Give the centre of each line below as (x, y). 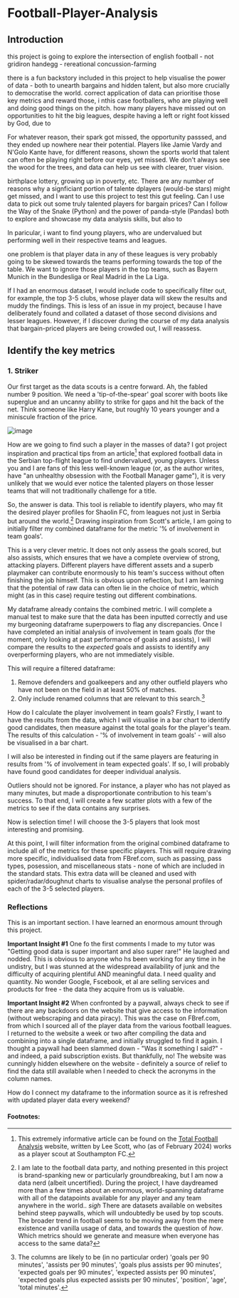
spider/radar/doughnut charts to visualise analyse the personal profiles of (115, 881)
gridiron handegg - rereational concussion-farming (82, 64)
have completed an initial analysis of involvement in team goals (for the (111, 632)
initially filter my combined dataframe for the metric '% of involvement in (113, 529)
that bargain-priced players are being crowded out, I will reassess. (105, 328)
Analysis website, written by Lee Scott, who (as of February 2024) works (124, 1146)
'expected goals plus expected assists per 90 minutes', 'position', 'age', (122, 1280)
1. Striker (23, 371)
